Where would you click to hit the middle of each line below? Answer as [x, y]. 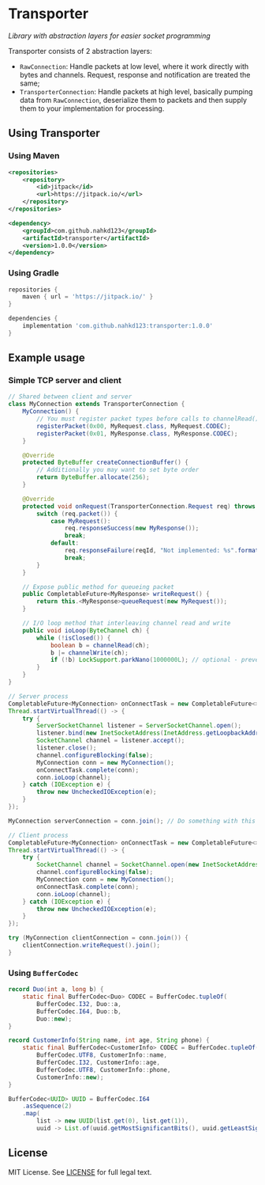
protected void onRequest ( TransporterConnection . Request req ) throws [139, 506]
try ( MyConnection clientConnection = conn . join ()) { [99, 938]
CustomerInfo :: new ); [70, 1077]
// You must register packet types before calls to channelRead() [148, 419]
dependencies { [33, 319]
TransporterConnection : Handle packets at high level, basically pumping [136, 91]
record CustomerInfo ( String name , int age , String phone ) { [109, 1041]
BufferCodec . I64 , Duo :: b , [79, 1011]
